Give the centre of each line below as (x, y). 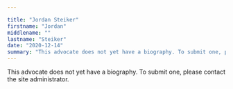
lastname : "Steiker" (37, 39)
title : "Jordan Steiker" (43, 19)
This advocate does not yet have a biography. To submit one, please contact (116, 72)
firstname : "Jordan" (37, 26)
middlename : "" (29, 33)
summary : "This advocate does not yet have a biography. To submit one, (114, 52)
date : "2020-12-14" (35, 46)
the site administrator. (38, 79)
